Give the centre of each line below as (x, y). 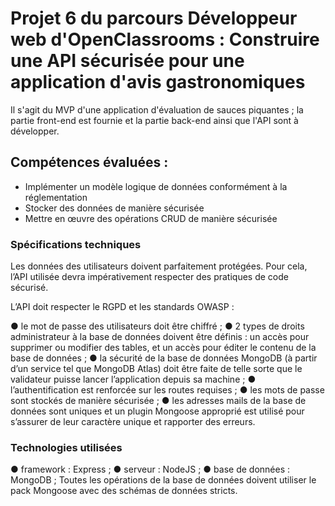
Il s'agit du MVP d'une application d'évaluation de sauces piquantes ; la (157, 109)
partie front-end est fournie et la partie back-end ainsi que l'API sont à (154, 120)
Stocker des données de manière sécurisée (114, 208)
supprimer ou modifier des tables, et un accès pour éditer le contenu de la (163, 348)
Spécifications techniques (76, 244)
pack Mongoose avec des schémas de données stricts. (124, 491)
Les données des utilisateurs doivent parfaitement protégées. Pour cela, (159, 266)
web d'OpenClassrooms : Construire (165, 39)
